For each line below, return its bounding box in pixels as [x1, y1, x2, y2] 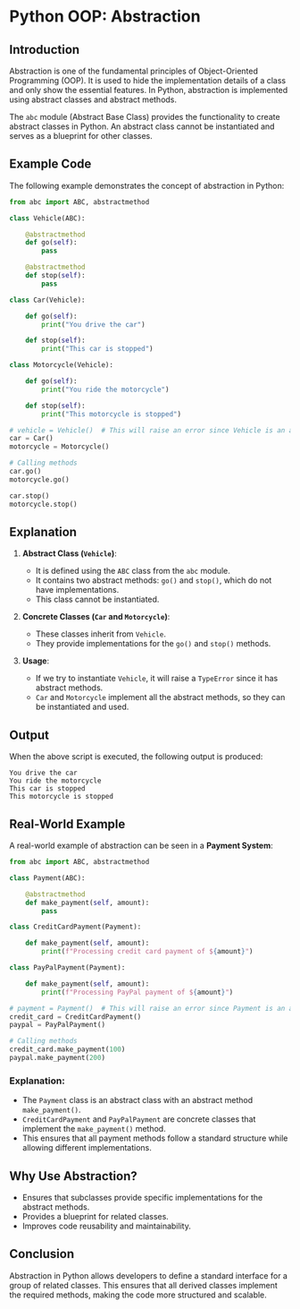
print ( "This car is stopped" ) [41, 345, 154, 354]
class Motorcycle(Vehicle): [9, 361, 114, 370]
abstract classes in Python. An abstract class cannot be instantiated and [9, 121, 275, 132]
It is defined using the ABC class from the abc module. [35, 566, 230, 577]
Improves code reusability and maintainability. [21, 1220, 192, 1231]
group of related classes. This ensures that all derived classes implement [9, 1279, 279, 1290]
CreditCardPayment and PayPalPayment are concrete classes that [21, 1114, 256, 1125]
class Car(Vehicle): [9, 295, 87, 304]
